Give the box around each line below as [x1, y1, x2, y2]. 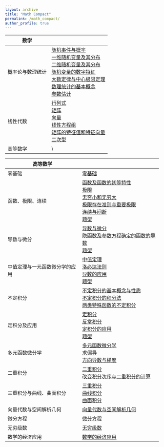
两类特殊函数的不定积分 [82, 302, 136, 309]
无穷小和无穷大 [82, 194, 117, 201]
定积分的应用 [82, 325, 112, 332]
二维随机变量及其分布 [51, 61, 101, 68]
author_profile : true [5, 20, 49, 26]
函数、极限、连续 [7, 198, 47, 204]
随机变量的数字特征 [51, 69, 96, 76]
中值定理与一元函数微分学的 [7, 264, 72, 270]
